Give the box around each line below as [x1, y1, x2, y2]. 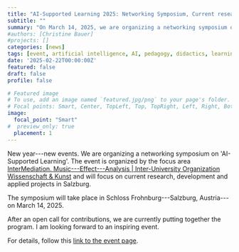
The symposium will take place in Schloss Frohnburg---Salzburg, [7, 193, 198, 202]
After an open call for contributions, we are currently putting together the [7, 215, 221, 223]
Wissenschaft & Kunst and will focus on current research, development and [7, 172, 228, 181]
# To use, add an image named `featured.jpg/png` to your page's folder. [7, 96, 231, 104]
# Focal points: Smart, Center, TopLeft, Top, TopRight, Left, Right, [7, 103, 221, 111]
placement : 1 [14, 129, 53, 136]
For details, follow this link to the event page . [7, 236, 139, 245]
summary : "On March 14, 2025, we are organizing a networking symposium [7, 24, 228, 31]
